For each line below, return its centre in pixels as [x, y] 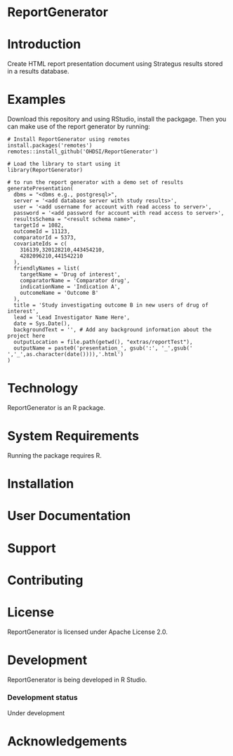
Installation [41, 484]
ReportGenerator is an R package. [56, 407]
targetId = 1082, [39, 225]
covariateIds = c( [41, 244]
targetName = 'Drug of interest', [70, 274]
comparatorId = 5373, [45, 238]
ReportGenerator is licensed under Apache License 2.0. [88, 632]
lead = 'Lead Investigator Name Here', [72, 318]
